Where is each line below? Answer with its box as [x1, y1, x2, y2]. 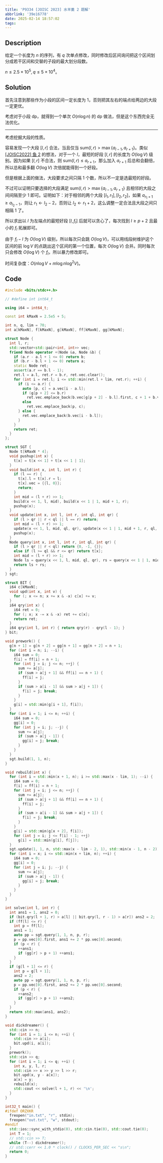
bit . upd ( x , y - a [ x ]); [14, 1072, 60, 1078]
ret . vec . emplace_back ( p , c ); [26, 404, 86, 409]
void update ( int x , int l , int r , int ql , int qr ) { [9, 512, 118, 518]
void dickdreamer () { [5, 1023, 49, 1028]
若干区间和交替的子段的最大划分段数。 [13, 58, 90, 64]
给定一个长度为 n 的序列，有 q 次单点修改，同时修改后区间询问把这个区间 [5, 52, 151, 58]
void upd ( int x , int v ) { [9, 589, 62, 594]
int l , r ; [9, 340, 29, 346]
